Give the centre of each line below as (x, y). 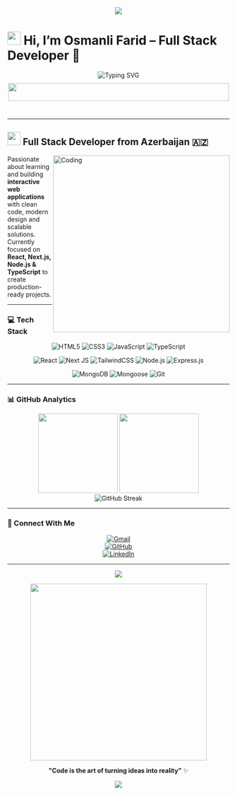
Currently (21, 242)
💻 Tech (20, 320)
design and (24, 219)
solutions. (22, 234)
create (17, 279)
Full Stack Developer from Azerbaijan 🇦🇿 (115, 142)
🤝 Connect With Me (41, 523)
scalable (19, 226)
